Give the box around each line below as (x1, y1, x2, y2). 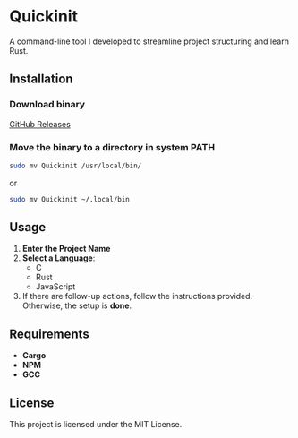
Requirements (9, 326, 89, 341)
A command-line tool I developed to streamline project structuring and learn (9, 36, 289, 47)
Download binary (9, 99, 86, 111)
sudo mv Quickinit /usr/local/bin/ (9, 161, 142, 170)
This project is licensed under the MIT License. (9, 419, 183, 430)
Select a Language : (21, 253, 96, 263)
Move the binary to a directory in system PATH (9, 141, 216, 153)
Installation (9, 72, 73, 87)
